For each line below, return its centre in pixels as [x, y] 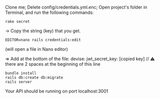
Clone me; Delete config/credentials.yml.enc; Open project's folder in [76, 7]
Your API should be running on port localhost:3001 [57, 91]
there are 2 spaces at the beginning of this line [53, 64]
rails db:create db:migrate [34, 78]
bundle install [21, 73]
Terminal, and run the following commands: [49, 12]
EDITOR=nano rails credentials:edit [43, 40]
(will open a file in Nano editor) [37, 49]
